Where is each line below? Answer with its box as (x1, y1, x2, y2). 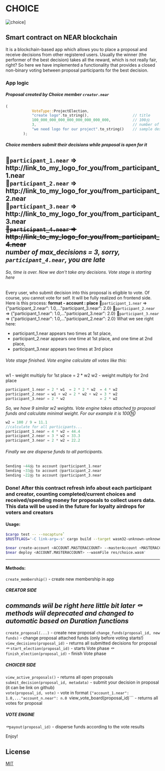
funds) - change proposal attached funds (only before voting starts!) (5, 635, 144, 641)
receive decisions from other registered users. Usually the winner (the (5, 51, 147, 57)
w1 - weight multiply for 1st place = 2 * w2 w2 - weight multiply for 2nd (5, 373, 149, 378)
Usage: (5, 521, 21, 527)
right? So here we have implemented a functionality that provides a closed (5, 62, 156, 68)
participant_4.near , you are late (5, 255, 106, 264)
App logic (5, 79, 29, 86)
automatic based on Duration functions (5, 617, 129, 625)
